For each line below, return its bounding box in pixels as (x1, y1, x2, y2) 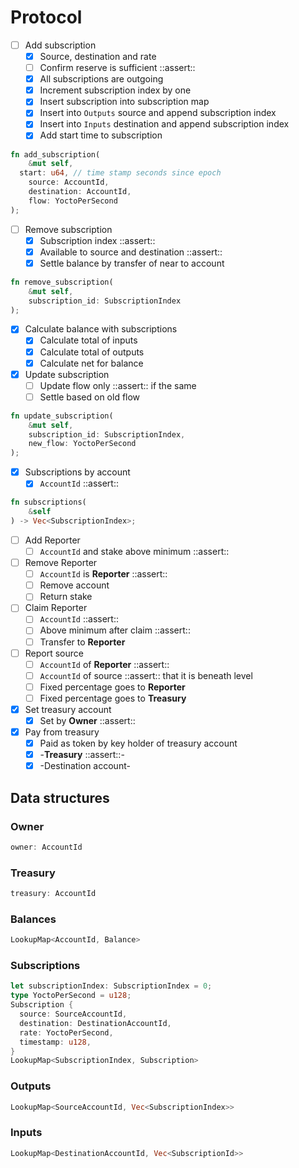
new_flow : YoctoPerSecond (28, 439, 137, 449)
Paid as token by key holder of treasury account (39, 737, 238, 750)
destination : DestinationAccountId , (19, 1018, 172, 1028)
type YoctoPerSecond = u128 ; (10, 991, 132, 1001)
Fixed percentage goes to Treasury (39, 692, 187, 704)
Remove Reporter (24, 557, 98, 569)
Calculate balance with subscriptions (24, 323, 178, 335)
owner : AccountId (10, 842, 83, 852)
